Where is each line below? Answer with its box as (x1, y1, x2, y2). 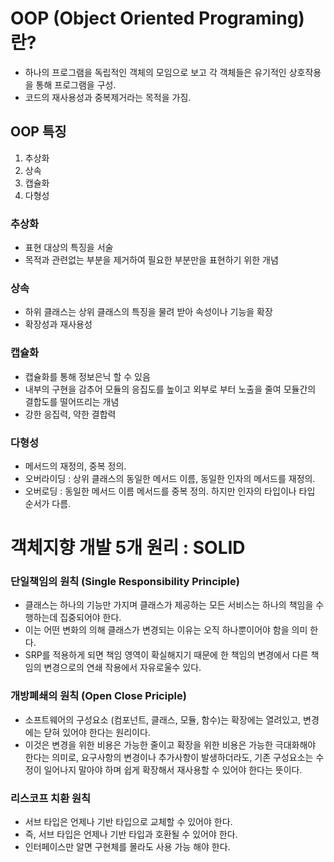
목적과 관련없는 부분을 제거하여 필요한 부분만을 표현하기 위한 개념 (24, 254, 279, 266)
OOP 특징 (10, 123, 67, 141)
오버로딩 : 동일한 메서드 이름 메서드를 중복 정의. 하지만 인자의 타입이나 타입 (24, 485, 316, 497)
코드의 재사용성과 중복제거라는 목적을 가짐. (24, 91, 192, 103)
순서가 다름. (24, 497, 72, 509)
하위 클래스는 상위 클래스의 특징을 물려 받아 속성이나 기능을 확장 (24, 306, 273, 318)
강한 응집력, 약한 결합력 (24, 408, 117, 420)
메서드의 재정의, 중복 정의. (24, 460, 127, 472)
